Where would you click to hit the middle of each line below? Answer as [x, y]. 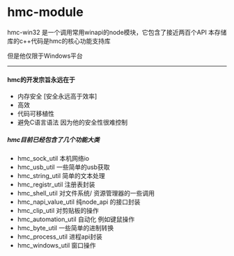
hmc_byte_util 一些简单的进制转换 [65, 228]
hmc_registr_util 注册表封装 [56, 184]
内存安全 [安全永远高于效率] [57, 96]
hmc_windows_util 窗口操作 [56, 246]
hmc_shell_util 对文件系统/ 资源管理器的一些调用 [86, 193]
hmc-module [45, 12]
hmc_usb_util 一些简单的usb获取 [63, 167]
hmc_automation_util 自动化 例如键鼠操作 [76, 219]
